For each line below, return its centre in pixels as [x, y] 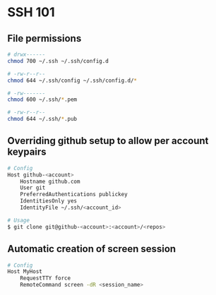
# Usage [19, 220]
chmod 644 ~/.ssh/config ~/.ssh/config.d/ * [72, 80]
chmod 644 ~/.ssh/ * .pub [42, 119]
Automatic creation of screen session [92, 249]
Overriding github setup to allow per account [108, 141]
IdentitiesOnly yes [49, 201]
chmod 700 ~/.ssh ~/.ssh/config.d [58, 61]
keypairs [27, 152]
